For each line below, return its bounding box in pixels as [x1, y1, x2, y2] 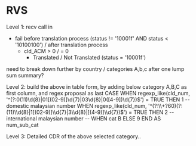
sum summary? [6, 72, 44, 79]
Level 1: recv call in [6, 23, 53, 30]
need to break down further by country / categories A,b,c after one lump [6, 65, 185, 72]
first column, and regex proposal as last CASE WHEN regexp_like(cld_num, [6, 89, 190, 97]
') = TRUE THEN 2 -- [123, 108, 174, 116]
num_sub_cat [6, 121, 39, 128]
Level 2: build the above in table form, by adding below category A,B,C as [6, 83, 187, 90]
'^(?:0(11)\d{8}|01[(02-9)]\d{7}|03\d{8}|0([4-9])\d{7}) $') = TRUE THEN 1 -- [6, 96, 190, 103]
